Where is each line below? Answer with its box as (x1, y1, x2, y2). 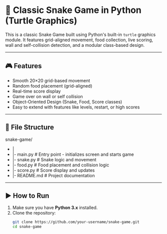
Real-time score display (12, 88, 61, 94)
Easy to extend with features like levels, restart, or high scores (12, 104, 140, 110)
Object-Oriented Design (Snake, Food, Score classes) (12, 99, 123, 105)
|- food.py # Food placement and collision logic (12, 162, 109, 168)
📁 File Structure (5, 123, 54, 131)
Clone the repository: (12, 210, 56, 216)
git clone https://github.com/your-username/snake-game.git (12, 220, 140, 225)
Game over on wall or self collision (12, 93, 83, 99)
